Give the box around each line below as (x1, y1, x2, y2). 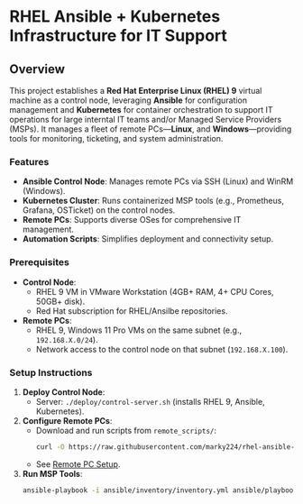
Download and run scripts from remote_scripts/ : (35, 425, 217, 435)
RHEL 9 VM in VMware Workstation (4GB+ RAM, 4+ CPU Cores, (35, 286, 274, 297)
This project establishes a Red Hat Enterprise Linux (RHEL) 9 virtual (9, 86, 262, 96)
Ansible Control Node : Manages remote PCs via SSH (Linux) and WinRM (22, 176, 294, 187)
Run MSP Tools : (22, 468, 83, 479)
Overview (9, 61, 66, 77)
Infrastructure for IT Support (9, 25, 228, 46)
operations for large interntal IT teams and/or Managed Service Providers (9, 115, 282, 124)
